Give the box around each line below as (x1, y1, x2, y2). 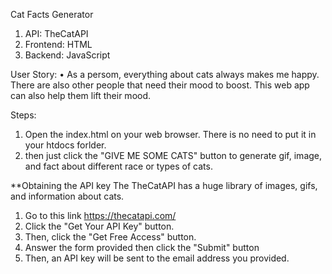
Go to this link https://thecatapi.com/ (24, 210, 177, 221)
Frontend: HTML (24, 39, 93, 50)
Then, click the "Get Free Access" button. (24, 231, 197, 243)
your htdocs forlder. (24, 139, 107, 151)
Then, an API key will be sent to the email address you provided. (24, 252, 290, 264)
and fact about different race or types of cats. (24, 160, 213, 172)
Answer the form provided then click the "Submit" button (24, 242, 260, 253)
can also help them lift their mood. (10, 90, 152, 101)
